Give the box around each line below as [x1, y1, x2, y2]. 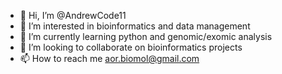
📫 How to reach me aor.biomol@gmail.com [19, 53, 200, 64]
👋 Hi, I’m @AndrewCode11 [19, 10, 127, 21]
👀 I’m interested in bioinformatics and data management [19, 20, 251, 32]
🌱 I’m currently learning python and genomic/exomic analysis [19, 31, 273, 42]
